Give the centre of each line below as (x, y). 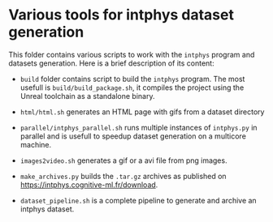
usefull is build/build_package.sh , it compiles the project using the (132, 88)
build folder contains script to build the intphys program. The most (132, 79)
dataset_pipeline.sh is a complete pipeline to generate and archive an (139, 200)
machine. (36, 144)
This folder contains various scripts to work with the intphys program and (132, 54)
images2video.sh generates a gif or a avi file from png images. (123, 160)
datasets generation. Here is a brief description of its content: (111, 63)
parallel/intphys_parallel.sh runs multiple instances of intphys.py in (139, 127)
